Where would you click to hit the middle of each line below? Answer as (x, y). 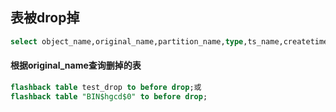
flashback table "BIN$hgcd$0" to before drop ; (109, 96)
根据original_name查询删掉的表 (76, 65)
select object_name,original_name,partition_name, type (127, 41)
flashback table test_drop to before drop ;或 (106, 87)
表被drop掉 (45, 18)
